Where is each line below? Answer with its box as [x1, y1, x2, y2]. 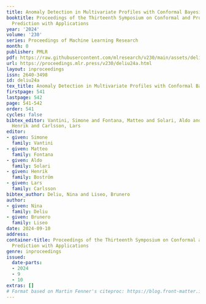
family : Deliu [12, 208, 48, 215]
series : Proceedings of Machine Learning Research [6, 37, 139, 44]
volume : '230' [6, 32, 43, 38]
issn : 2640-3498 [6, 72, 48, 78]
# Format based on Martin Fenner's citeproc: [6, 288, 124, 294]
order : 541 [6, 105, 34, 112]
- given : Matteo [6, 145, 48, 152]
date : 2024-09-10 [6, 226, 51, 232]
